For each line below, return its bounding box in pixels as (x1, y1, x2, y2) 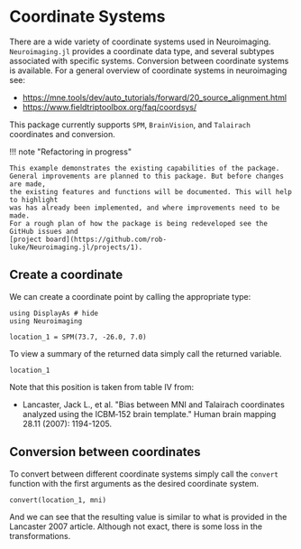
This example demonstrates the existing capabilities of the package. (9, 163, 280, 172)
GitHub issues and (9, 227, 78, 236)
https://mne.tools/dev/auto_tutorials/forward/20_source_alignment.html (22, 92, 287, 103)
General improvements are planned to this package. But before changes (9, 172, 284, 181)
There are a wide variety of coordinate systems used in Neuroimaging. (9, 36, 271, 47)
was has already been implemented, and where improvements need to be (9, 203, 280, 212)
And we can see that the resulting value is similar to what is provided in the (9, 511, 287, 522)
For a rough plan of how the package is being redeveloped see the (9, 219, 269, 228)
